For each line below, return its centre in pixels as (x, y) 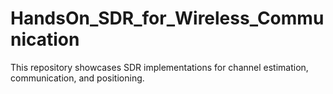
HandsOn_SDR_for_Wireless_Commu (167, 18)
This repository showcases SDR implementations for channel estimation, (159, 67)
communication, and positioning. (77, 78)
